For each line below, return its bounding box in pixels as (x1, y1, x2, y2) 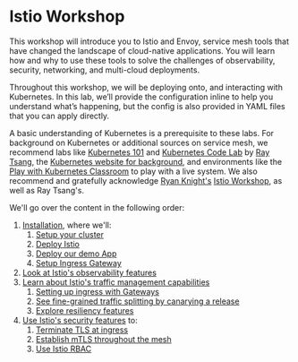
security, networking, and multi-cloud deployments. (9, 65, 200, 75)
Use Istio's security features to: (21, 315, 139, 325)
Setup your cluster (35, 228, 105, 239)
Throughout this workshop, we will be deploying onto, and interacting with (9, 82, 284, 92)
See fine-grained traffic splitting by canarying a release (35, 296, 240, 306)
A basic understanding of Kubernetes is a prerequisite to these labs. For (9, 127, 275, 138)
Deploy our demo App (35, 248, 117, 259)
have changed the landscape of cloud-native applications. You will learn (9, 45, 276, 56)
